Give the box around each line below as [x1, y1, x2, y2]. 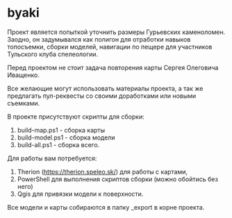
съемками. [7, 99, 40, 107]
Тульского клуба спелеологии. [7, 50, 99, 58]
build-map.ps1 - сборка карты [17, 126, 106, 134]
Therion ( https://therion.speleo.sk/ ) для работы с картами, [17, 167, 188, 176]
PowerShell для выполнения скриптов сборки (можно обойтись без [17, 175, 219, 183]
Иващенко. [7, 71, 40, 79]
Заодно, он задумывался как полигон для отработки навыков [7, 35, 191, 43]
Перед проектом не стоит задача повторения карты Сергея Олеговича [7, 63, 219, 72]
